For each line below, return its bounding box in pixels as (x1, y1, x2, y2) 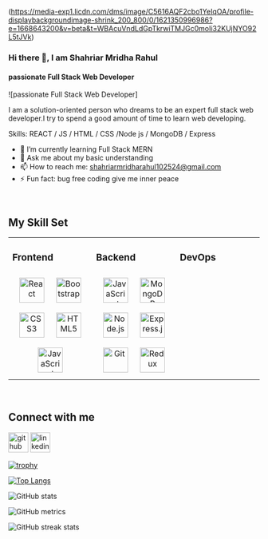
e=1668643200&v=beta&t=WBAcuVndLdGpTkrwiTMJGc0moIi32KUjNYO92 (8, 24, 257, 33)
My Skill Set (8, 216, 69, 229)
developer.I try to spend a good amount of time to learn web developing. (8, 113, 246, 123)
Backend (96, 252, 136, 264)
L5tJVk (8, 32, 32, 42)
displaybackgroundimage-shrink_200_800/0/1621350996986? (8, 15, 213, 25)
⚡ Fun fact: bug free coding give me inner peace (19, 174, 179, 184)
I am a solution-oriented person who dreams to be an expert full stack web (8, 105, 254, 115)
